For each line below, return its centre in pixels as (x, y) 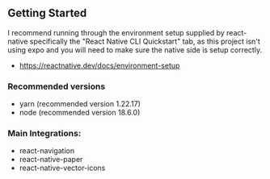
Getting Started (47, 13)
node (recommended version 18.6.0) (80, 113)
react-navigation (47, 151)
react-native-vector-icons (62, 168)
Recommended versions (57, 86)
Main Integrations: (44, 134)
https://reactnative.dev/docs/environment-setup (99, 65)
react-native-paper (51, 160)
